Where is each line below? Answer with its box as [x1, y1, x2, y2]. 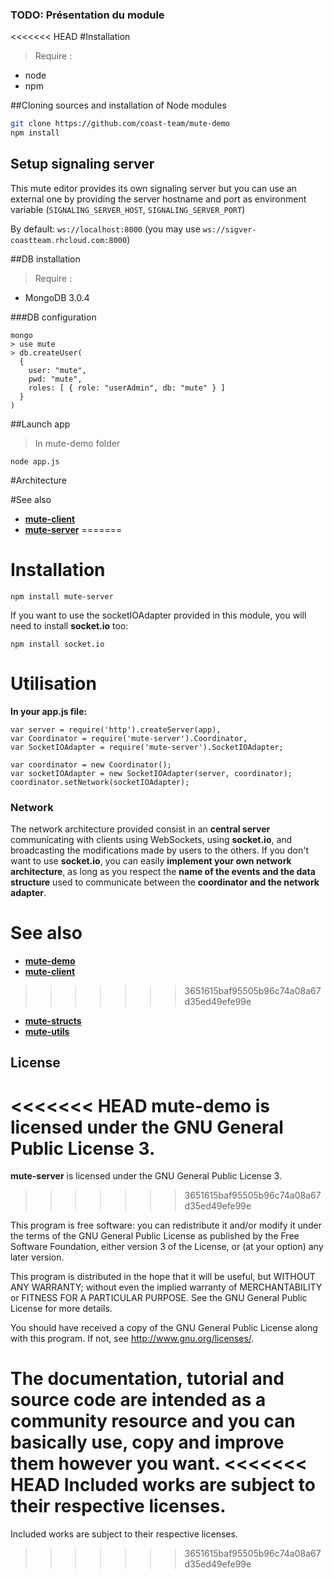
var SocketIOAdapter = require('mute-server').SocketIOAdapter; [10, 742, 284, 752]
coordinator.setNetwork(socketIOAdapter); [10, 777, 190, 787]
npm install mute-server [10, 591, 114, 602]
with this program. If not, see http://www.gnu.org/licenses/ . [10, 1333, 255, 1345]
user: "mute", [28, 365, 87, 375]
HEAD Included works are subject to [10, 1474, 316, 1497]
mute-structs [24, 1014, 82, 1027]
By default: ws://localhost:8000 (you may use [10, 223, 201, 235]
